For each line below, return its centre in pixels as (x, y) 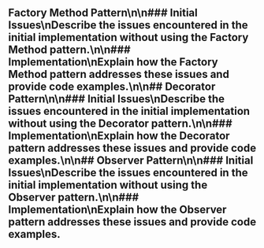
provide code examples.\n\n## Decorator (112, 87)
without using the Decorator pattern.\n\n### (120, 124)
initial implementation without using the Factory (128, 37)
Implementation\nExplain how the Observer (117, 210)
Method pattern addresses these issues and (119, 74)
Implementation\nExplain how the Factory (113, 62)
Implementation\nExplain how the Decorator (119, 136)
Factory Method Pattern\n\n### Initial (103, 13)
